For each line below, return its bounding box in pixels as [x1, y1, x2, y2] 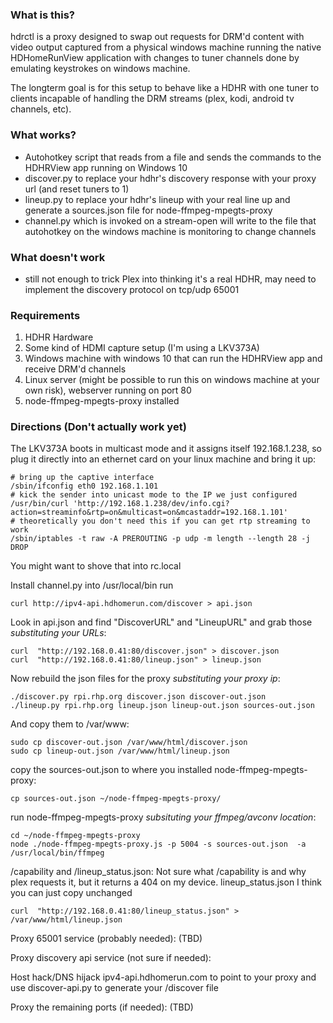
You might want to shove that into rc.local [10, 560, 182, 572]
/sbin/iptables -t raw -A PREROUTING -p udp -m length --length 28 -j [10, 534, 311, 544]
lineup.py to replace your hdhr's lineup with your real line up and [24, 193, 291, 205]
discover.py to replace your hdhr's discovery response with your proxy [24, 172, 317, 184]
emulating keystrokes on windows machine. [10, 63, 191, 75]
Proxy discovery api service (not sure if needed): [10, 952, 212, 964]
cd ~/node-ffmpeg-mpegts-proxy [10, 831, 141, 841]
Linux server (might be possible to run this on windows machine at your [24, 374, 320, 386]
